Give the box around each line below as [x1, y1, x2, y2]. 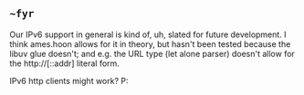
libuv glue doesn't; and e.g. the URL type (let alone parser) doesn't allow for [9, 48, 295, 59]
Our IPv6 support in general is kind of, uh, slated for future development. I [9, 29, 287, 40]
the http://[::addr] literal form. [9, 58, 121, 69]
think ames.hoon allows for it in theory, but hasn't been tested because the [9, 38, 291, 49]
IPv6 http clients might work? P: [9, 75, 129, 86]
